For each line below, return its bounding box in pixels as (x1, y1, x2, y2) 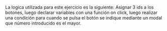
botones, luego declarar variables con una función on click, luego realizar (5, 9, 157, 15)
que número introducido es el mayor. (5, 20, 81, 26)
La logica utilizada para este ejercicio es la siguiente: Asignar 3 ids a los (5, 4, 154, 10)
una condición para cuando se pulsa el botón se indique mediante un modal (5, 15, 162, 20)
